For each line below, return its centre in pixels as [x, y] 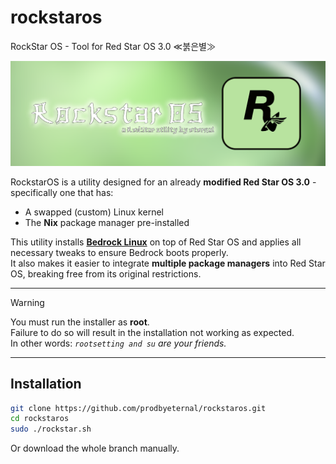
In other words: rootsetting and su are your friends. [118, 343]
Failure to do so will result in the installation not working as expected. [152, 332]
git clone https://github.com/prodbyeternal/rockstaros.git [138, 408]
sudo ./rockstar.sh [51, 429]
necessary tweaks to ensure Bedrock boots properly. [119, 252]
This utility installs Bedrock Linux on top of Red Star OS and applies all [156, 242]
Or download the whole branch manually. [95, 448]
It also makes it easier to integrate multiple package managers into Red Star [168, 263]
